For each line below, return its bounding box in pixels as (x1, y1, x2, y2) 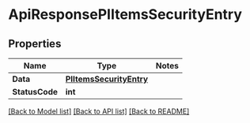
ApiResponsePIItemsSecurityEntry (8, 6, 243, 24)
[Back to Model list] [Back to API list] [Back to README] (8, 106, 190, 116)
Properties (8, 37, 62, 50)
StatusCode (12, 87, 58, 97)
